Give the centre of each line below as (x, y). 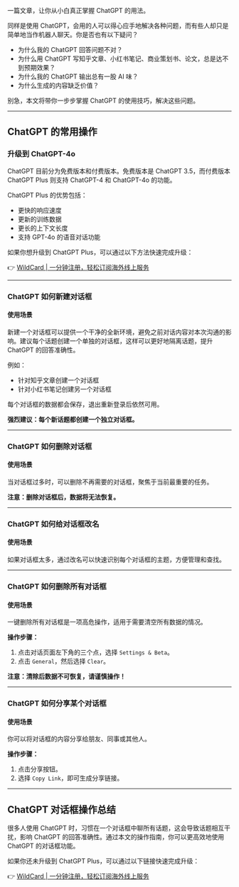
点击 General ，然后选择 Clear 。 (64, 662)
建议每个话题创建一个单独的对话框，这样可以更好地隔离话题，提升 (116, 340)
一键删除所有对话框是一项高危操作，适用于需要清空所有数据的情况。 (107, 622)
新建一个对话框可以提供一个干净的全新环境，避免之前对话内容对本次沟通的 (116, 332)
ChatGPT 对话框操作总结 (62, 810)
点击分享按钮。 (39, 769)
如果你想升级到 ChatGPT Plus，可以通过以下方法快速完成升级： (100, 252)
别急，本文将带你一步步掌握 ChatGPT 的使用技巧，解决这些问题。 (103, 101)
